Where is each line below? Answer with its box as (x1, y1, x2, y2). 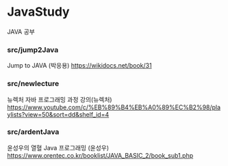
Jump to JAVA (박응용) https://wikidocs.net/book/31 (7, 61, 152, 70)
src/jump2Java (7, 45, 59, 55)
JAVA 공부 (7, 27, 36, 36)
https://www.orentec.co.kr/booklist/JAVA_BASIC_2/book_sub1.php (7, 151, 194, 159)
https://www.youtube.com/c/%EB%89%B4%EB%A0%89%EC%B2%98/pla (7, 103, 221, 111)
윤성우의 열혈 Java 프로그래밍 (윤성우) (7, 143, 110, 152)
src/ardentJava (7, 127, 60, 137)
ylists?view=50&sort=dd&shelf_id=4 (7, 110, 110, 118)
